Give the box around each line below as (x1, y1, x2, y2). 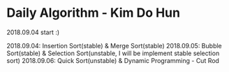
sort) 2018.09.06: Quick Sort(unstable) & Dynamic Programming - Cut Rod (6, 56, 219, 64)
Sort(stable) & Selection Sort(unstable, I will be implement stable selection (6, 49, 220, 57)
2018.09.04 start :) (6, 28, 60, 36)
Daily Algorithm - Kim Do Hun (6, 5, 181, 21)
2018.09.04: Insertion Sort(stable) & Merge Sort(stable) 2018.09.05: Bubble (6, 41, 223, 50)
